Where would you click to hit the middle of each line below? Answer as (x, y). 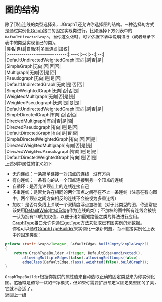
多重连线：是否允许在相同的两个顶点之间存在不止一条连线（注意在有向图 (84, 192)
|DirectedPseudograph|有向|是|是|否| (42, 127)
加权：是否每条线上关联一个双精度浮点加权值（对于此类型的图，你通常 (82, 204)
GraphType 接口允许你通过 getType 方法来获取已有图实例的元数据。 (78, 223)
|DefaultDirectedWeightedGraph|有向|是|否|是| (52, 157)
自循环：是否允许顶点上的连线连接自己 (50, 186)
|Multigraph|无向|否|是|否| (31, 72)
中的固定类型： (27, 235)
